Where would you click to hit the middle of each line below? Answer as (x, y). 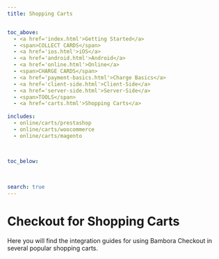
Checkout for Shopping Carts (94, 221)
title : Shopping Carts (40, 14)
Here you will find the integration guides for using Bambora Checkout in (110, 240)
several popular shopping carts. (53, 248)
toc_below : (23, 161)
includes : (22, 117)
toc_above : (23, 32)
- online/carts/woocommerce (54, 129)
